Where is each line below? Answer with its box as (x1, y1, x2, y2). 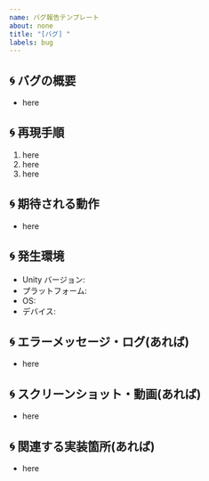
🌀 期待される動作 (9, 197, 100, 212)
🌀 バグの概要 (9, 73, 76, 88)
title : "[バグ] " (9, 29, 71, 38)
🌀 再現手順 (9, 126, 65, 141)
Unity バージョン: (21, 273, 86, 285)
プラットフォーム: (21, 285, 87, 296)
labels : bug (9, 37, 53, 47)
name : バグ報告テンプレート (9, 12, 100, 22)
